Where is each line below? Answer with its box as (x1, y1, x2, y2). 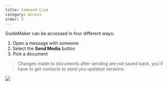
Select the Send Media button (12, 46, 75, 52)
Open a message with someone (12, 40, 79, 46)
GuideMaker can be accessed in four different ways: (5, 31, 115, 37)
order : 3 (5, 17, 24, 22)
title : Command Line (5, 7, 49, 13)
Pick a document (12, 51, 48, 57)
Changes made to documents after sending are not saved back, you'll (17, 61, 163, 67)
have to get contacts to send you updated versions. (17, 66, 125, 72)
